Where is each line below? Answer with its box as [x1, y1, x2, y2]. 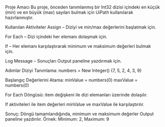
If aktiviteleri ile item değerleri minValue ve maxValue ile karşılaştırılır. [5, 101, 144, 107]
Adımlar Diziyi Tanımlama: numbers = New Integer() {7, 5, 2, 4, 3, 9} [5, 67, 142, 73]
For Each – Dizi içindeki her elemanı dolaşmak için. [5, 34, 107, 39]
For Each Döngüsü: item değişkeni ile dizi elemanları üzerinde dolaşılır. [5, 92, 148, 97]
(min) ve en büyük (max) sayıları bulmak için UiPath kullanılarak [5, 9, 133, 15]
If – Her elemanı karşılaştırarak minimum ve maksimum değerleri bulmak [5, 43, 151, 49]
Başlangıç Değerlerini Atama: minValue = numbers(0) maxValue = [5, 77, 138, 83]
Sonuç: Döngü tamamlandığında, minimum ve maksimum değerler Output [5, 111, 154, 117]
